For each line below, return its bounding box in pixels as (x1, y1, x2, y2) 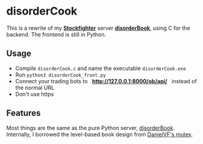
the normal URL (15, 84, 55, 91)
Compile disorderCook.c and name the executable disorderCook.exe (15, 64, 187, 72)
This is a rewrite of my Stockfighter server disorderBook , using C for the (6, 24, 191, 32)
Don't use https (15, 90, 54, 98)
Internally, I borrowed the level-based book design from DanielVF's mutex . (6, 131, 193, 138)
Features (6, 108, 41, 118)
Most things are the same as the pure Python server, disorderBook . (6, 124, 175, 131)
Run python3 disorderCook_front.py (15, 71, 106, 78)
